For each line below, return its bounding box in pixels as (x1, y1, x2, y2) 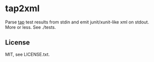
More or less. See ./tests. (5, 24, 56, 30)
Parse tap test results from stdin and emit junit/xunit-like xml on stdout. (5, 19, 150, 25)
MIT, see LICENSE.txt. (5, 51, 50, 57)
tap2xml (5, 3, 40, 14)
